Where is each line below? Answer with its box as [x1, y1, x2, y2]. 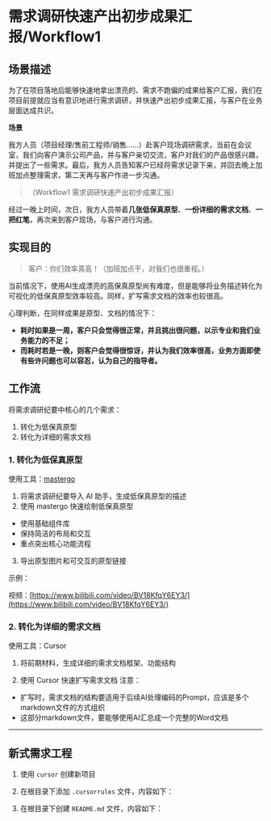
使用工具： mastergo [8, 474, 76, 484]
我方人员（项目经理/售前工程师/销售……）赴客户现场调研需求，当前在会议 [8, 140, 252, 150]
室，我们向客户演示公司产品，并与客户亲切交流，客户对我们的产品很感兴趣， [8, 150, 263, 159]
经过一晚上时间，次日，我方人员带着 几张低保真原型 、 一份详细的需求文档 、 [8, 205, 256, 214]
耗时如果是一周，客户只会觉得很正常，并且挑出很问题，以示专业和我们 [19, 325, 254, 335]
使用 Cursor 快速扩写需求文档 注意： [19, 675, 141, 685]
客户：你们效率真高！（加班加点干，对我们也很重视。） [27, 264, 209, 273]
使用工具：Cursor [8, 641, 67, 651]
